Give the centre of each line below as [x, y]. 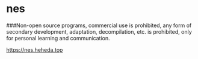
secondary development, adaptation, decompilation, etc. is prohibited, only [99, 31]
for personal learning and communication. [58, 38]
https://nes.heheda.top [35, 49]
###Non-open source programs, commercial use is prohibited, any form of [99, 25]
